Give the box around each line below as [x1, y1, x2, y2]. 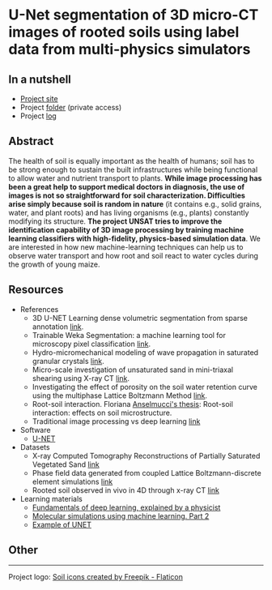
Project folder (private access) [19, 103, 122, 112]
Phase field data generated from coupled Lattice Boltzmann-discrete [32, 468, 261, 477]
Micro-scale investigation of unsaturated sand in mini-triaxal [32, 365, 233, 374]
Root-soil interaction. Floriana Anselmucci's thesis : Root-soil [32, 399, 233, 408]
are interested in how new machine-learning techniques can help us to [8, 242, 244, 252]
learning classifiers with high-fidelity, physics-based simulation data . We [8, 233, 261, 243]
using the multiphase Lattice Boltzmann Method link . [32, 391, 208, 400]
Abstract [8, 135, 54, 148]
